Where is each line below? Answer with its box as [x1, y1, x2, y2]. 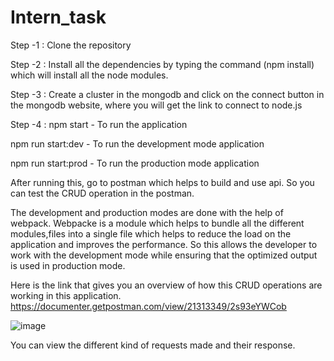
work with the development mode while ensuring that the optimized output [10, 249, 318, 261]
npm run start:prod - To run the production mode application [10, 157, 260, 169]
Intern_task [10, 6, 107, 29]
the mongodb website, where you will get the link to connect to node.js [10, 99, 303, 111]
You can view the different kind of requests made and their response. [10, 339, 296, 351]
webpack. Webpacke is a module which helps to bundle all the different [10, 217, 305, 229]
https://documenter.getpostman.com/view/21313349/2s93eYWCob [10, 300, 287, 312]
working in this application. [10, 289, 122, 301]
